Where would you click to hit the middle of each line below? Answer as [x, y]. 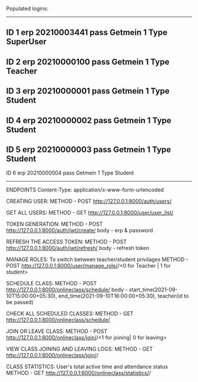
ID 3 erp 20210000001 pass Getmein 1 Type [88, 91]
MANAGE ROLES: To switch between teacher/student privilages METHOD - [97, 259]
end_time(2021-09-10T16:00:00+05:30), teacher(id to [123, 296]
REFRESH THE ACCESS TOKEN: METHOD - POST [67, 242]
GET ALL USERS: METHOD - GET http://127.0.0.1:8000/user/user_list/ [90, 213]
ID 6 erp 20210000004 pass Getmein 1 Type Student [70, 173]
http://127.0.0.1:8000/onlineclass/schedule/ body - [67, 290]
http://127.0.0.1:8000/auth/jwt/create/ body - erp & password [80, 230]
